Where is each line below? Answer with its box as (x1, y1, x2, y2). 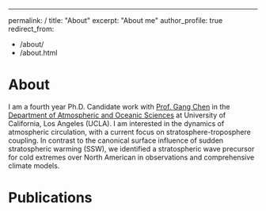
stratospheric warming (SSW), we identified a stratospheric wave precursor (8, 144, 255, 153)
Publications (8, 189, 93, 207)
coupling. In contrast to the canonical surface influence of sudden (8, 136, 224, 145)
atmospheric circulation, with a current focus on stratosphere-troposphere (8, 127, 251, 136)
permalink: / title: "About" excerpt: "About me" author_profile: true (8, 16, 223, 25)
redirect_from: (8, 25, 55, 33)
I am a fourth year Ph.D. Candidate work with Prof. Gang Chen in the (8, 102, 230, 111)
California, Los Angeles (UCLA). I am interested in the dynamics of (8, 118, 225, 128)
